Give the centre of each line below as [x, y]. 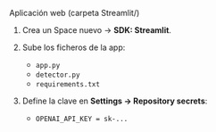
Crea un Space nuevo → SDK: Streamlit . [97, 30]
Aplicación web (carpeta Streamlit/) [75, 13]
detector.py [58, 75]
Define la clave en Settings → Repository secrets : [115, 101]
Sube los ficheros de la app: [74, 47]
